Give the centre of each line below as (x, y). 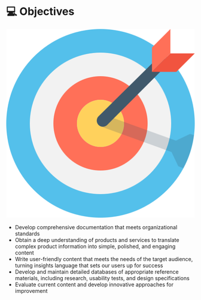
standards (27, 234)
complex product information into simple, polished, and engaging (95, 246)
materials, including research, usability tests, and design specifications (102, 278)
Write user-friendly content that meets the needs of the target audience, (104, 259)
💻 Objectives (40, 12)
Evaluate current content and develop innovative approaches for (94, 284)
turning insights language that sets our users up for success (89, 265)
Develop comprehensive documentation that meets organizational (96, 227)
